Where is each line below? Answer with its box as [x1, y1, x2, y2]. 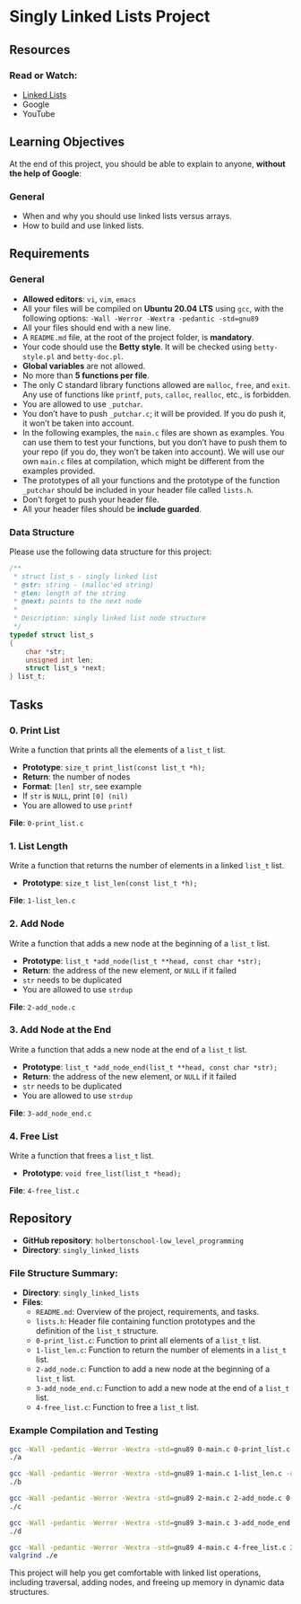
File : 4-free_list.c [9, 1185, 81, 1196]
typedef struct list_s [9, 630, 94, 639]
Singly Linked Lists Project [9, 6, 211, 27]
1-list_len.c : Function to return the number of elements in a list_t [35, 1344, 287, 1355]
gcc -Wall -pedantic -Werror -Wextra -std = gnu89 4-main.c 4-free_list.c [9, 1543, 287, 1552]
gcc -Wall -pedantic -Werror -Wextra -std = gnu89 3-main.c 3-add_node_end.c [9, 1518, 298, 1528]
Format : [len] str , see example [21, 780, 142, 791]
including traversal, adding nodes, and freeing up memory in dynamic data [9, 1577, 285, 1588]
